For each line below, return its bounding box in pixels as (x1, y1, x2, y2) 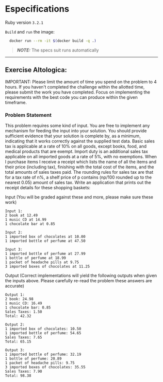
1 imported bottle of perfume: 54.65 (5, 330, 81, 335)
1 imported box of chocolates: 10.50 (5, 326, 81, 331)
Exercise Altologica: (5, 66, 67, 74)
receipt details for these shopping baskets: (5, 184, 91, 190)
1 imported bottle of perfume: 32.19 (5, 352, 81, 357)
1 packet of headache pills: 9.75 (5, 360, 75, 365)
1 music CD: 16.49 (5, 301, 42, 306)
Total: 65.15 (5, 339, 32, 344)
